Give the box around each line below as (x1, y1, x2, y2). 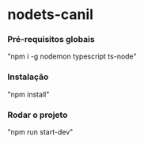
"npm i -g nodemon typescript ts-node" (7, 51, 137, 61)
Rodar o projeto (7, 109, 68, 120)
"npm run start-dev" (7, 127, 74, 137)
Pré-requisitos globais (7, 34, 96, 45)
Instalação (7, 71, 49, 82)
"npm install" (7, 89, 50, 99)
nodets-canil (7, 6, 94, 24)
